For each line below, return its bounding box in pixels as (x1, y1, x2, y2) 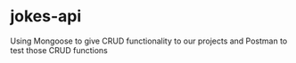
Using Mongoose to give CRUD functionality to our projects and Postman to (10, 35, 288, 46)
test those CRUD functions (10, 44, 108, 55)
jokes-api (10, 6, 82, 27)
